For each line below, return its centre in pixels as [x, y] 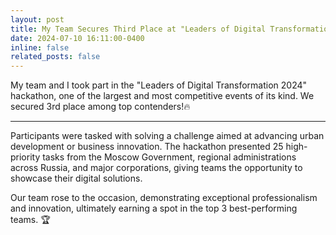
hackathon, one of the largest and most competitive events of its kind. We [162, 96]
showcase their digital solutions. [76, 178]
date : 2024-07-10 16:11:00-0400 [77, 38]
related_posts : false [55, 57]
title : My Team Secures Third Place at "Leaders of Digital [138, 29]
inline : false [40, 47]
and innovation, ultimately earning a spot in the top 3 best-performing [154, 208]
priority [25, 157]
